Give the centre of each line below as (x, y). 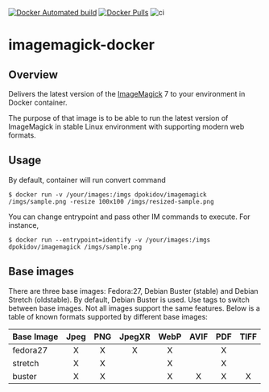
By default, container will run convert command (87, 179)
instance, (24, 225)
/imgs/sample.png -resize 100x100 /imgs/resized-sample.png (112, 201)
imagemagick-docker (82, 45)
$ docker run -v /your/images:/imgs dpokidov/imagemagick (108, 194)
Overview (33, 74)
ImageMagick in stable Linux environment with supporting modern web (126, 126)
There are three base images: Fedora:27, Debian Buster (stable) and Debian (134, 291)
